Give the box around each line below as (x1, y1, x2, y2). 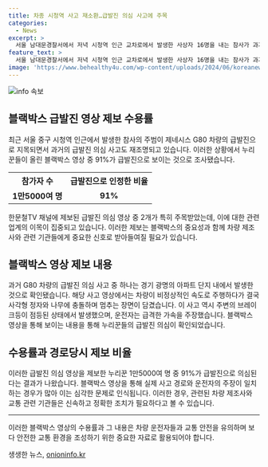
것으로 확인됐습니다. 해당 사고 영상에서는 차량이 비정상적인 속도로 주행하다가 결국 (8, 290, 260, 300)
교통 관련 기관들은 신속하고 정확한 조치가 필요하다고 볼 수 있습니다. (8, 398, 215, 408)
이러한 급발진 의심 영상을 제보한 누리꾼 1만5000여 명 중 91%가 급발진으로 (8, 368, 236, 379)
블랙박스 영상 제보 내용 (8, 257, 113, 271)
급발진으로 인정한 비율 (70, 175, 148, 186)
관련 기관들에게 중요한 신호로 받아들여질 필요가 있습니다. (22, 232, 198, 241)
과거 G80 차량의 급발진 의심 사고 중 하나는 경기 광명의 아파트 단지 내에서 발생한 (8, 281, 254, 290)
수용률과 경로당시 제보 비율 (8, 346, 132, 359)
